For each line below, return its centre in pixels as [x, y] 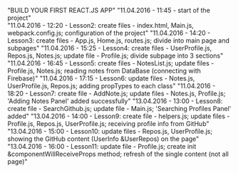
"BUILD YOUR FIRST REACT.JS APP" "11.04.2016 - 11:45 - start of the [109, 10]
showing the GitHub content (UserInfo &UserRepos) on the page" [103, 139]
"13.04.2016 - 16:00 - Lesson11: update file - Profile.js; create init [102, 146]
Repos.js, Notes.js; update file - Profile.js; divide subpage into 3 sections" [115, 56]
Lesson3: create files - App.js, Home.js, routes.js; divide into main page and [119, 41]
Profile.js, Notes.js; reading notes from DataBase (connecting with [104, 71]
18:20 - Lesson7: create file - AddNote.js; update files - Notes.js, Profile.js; [117, 93]
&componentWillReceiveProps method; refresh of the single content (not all [118, 154]
